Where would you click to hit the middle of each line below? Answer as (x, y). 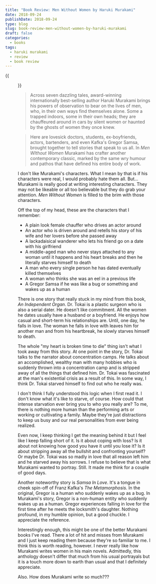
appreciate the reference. (44, 520)
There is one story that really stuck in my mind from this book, (82, 299)
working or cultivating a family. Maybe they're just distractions (82, 415)
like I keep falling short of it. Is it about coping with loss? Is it (80, 441)
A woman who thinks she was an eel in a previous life (80, 279)
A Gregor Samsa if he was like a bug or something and (81, 284)
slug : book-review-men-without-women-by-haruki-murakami (66, 29)
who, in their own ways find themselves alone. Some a (86, 111)
